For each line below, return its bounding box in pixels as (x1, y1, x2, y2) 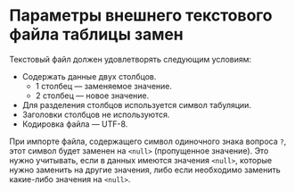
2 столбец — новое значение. (35, 90, 150, 101)
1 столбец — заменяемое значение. (35, 80, 172, 91)
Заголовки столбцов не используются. (21, 109, 170, 120)
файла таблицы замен (9, 24, 184, 45)
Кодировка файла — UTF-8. (21, 118, 128, 129)
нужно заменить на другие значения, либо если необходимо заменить (9, 164, 281, 175)
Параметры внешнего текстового (9, 5, 273, 26)
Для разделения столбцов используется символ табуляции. (21, 99, 252, 110)
